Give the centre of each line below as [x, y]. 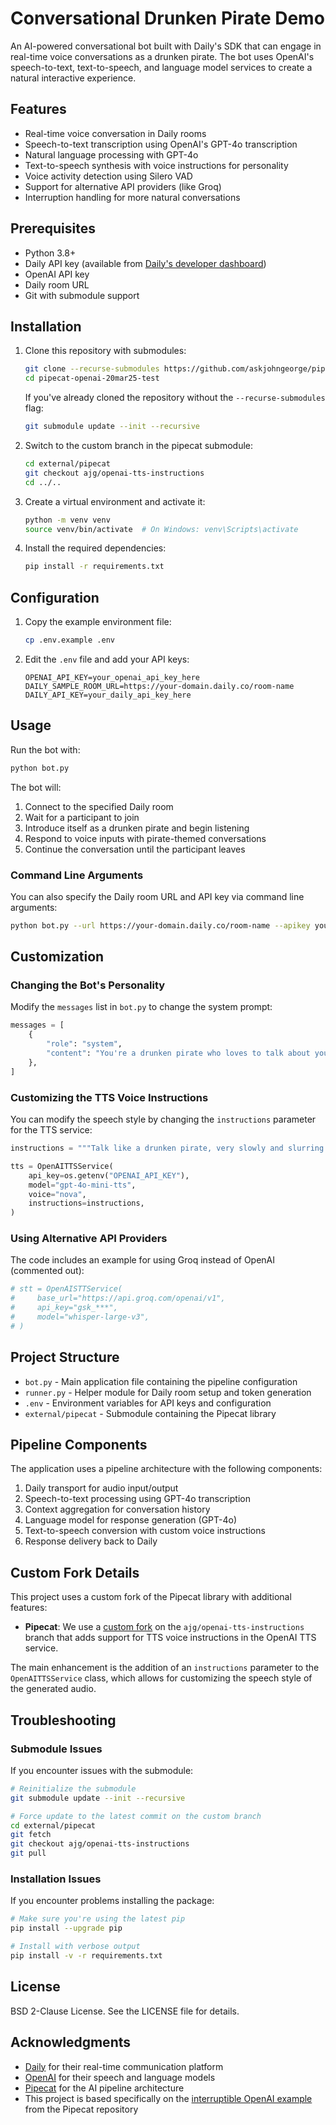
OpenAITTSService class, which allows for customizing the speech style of [161, 1678]
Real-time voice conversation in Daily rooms [115, 133]
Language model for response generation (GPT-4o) [131, 1520]
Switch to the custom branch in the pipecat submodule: [139, 445]
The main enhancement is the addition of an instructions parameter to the [165, 1668]
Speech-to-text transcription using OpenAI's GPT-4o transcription [161, 144]
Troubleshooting [63, 1720]
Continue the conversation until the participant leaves [135, 849]
